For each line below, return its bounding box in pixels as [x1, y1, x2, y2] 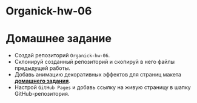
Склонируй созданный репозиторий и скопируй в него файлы [14, 58, 175, 66]
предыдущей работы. [14, 64, 71, 72]
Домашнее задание [5, 32, 112, 46]
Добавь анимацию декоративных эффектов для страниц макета [14, 71, 182, 78]
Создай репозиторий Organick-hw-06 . [14, 52, 110, 59]
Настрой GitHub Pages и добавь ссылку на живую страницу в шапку [14, 84, 192, 91]
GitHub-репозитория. [14, 90, 70, 98]
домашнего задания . [14, 77, 71, 85]
